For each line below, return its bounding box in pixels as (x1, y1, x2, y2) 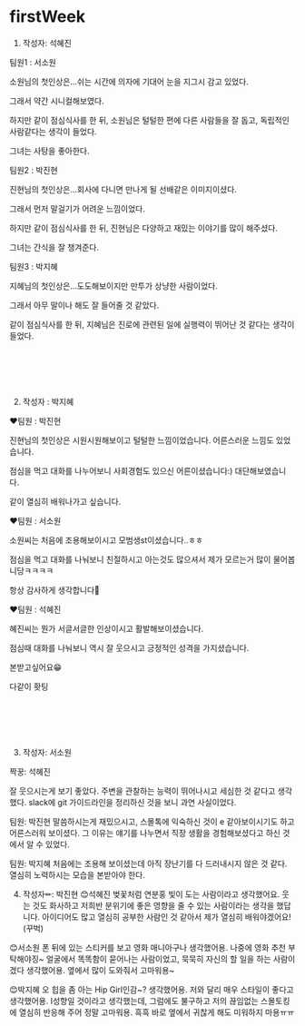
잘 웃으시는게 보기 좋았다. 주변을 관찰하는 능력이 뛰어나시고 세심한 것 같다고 (9, 785, 276, 796)
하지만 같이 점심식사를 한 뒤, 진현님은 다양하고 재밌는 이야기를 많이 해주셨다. (9, 222, 279, 233)
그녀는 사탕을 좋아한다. (9, 145, 90, 156)
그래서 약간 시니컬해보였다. (9, 95, 104, 106)
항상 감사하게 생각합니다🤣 (9, 584, 100, 596)
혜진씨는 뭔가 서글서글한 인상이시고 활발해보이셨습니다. (9, 623, 204, 634)
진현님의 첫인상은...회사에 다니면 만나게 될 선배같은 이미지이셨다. (9, 183, 238, 194)
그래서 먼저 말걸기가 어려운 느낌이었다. (9, 202, 145, 214)
